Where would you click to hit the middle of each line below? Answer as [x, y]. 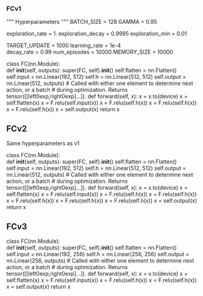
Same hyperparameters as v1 [43, 143]
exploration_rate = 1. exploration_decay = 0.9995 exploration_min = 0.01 [97, 34]
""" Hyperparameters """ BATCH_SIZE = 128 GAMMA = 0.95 [82, 22]
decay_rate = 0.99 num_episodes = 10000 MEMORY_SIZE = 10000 [90, 52]
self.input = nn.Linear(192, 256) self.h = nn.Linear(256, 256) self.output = [98, 254]
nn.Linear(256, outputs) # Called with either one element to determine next [100, 261]
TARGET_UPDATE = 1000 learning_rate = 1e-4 [64, 46]
